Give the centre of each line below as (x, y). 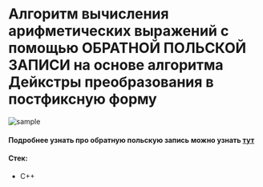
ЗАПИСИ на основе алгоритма (116, 65)
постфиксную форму (83, 99)
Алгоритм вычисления (89, 14)
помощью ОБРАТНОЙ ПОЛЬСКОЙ (127, 48)
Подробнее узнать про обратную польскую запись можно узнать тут (131, 140)
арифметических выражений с (119, 31)
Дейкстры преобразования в (111, 82)
